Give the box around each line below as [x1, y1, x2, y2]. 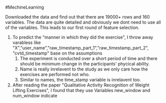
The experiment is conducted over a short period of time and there [19, 55, 157, 61]
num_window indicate [12, 92, 57, 98]
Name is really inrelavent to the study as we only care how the [19, 66, 148, 72]
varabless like [12, 39, 41, 45]
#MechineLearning [5, 4, 44, 10]
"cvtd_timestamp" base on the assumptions [12, 50, 102, 56]
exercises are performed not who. [19, 71, 90, 77]
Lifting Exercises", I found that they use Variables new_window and [12, 87, 150, 93]
